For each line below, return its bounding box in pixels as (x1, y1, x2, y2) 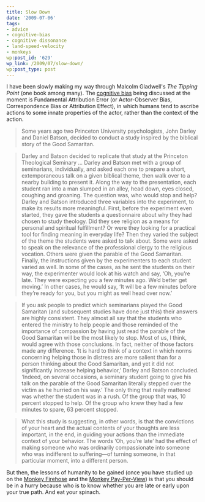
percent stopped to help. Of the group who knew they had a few (21, 399, 184, 407)
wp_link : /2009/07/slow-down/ (6, 60, 84, 66)
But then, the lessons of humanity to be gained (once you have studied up (6, 469, 193, 476)
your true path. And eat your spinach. (6, 488, 101, 496)
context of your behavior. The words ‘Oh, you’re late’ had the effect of (21, 437, 198, 445)
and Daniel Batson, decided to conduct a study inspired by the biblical (21, 134, 198, 141)
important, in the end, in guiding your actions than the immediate (21, 431, 185, 438)
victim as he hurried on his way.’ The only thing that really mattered (21, 386, 191, 394)
